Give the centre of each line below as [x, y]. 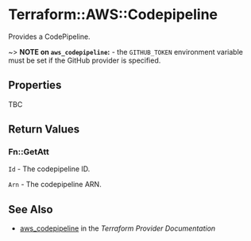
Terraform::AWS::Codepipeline [113, 15]
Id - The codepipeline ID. [49, 169]
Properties [35, 85]
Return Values [44, 130]
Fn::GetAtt [29, 152]
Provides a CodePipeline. [49, 36]
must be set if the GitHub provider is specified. [85, 60]
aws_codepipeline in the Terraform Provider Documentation [118, 228]
